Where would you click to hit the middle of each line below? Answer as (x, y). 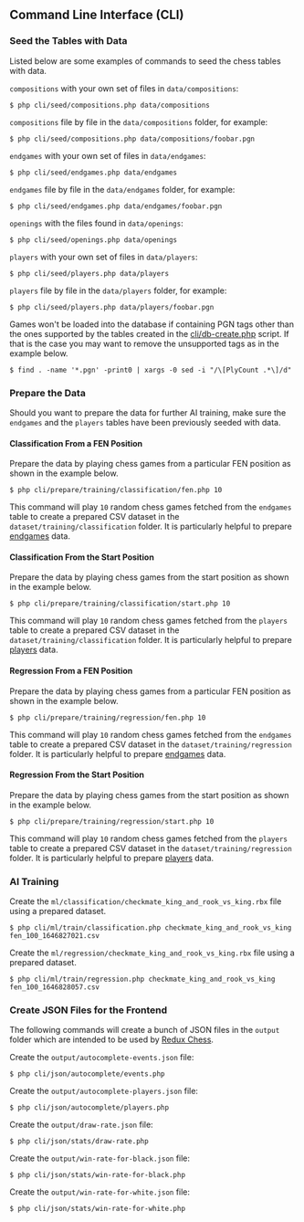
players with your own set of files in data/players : (104, 257)
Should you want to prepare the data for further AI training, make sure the (148, 412)
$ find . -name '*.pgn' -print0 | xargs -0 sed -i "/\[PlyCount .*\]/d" (151, 370)
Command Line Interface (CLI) (97, 15)
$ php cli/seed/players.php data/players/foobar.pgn (112, 307)
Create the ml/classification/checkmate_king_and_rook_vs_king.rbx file (146, 901)
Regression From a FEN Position (71, 670)
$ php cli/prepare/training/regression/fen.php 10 (108, 717)
